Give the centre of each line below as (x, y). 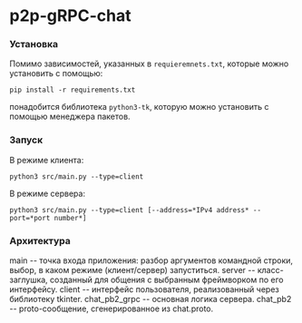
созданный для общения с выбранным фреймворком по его (166, 280)
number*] (71, 218)
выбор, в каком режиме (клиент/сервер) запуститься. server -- (132, 270)
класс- (270, 270)
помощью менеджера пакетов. (70, 117)
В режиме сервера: (48, 193)
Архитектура (40, 240)
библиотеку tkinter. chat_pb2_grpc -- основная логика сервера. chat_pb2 (151, 299)
